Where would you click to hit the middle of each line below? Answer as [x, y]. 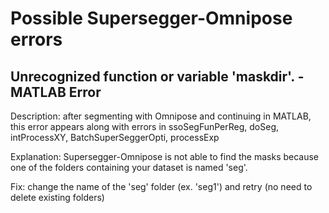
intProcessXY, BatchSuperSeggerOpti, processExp [115, 137]
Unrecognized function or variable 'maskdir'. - [157, 76]
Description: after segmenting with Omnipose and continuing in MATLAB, [161, 116]
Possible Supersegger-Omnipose [151, 18]
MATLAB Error [56, 92]
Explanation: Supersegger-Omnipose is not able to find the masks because [165, 156]
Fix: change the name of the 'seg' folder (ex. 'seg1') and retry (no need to [161, 186]
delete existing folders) [57, 197]
